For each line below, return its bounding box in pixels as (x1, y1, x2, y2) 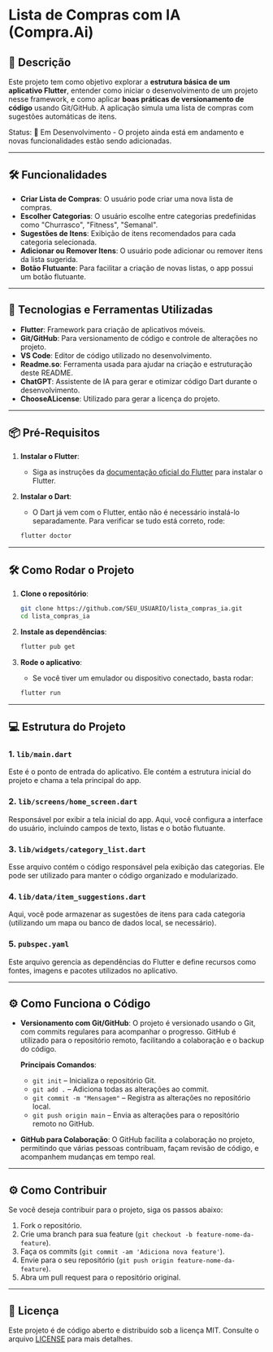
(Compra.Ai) (8, 23, 94, 42)
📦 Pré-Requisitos (8, 426, 100, 440)
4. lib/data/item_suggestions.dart (8, 890, 146, 902)
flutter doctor (19, 532, 72, 540)
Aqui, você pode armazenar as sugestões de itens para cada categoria (8, 909, 245, 919)
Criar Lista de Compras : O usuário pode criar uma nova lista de (19, 194, 234, 203)
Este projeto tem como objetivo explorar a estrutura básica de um (8, 77, 230, 86)
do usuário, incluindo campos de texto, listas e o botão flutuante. (8, 823, 226, 833)
